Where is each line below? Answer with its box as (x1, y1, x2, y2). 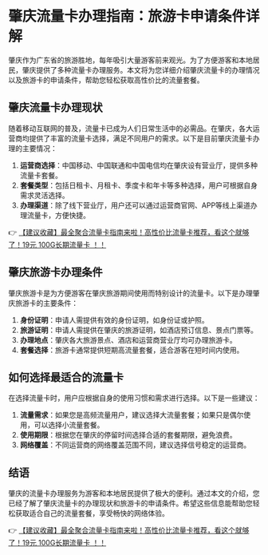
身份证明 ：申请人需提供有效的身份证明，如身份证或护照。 (19, 315, 209, 324)
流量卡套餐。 (19, 170, 62, 180)
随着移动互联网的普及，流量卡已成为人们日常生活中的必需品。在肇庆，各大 (8, 123, 253, 133)
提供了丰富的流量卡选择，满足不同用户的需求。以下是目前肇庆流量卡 (29, 133, 253, 143)
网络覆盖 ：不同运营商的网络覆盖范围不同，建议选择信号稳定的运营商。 (19, 440, 251, 450)
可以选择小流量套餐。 (33, 420, 104, 430)
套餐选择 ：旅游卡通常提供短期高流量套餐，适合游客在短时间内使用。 (19, 345, 244, 355)
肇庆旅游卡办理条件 (8, 265, 103, 279)
